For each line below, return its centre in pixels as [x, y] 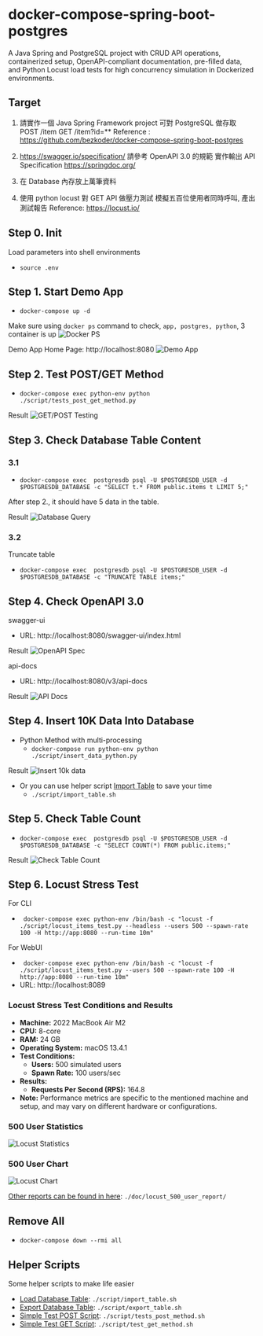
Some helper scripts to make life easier [71, 1283]
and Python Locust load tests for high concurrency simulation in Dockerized [131, 69]
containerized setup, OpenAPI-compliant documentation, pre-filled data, [125, 61]
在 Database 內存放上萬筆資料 [68, 181]
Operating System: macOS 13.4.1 [73, 1047]
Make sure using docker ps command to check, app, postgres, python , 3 [127, 326]
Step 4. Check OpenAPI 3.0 [76, 601]
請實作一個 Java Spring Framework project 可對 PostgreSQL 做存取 [128, 123]
